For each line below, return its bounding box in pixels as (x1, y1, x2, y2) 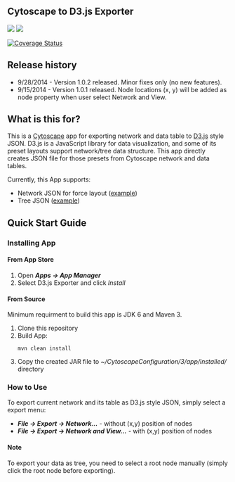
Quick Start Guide (7, 217, 87, 229)
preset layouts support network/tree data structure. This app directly (7, 147, 206, 156)
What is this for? (7, 113, 81, 125)
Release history (7, 59, 77, 71)
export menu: (7, 406, 46, 414)
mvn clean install (17, 345, 72, 353)
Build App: (17, 331, 48, 340)
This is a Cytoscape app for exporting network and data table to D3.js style (7, 132, 224, 140)
